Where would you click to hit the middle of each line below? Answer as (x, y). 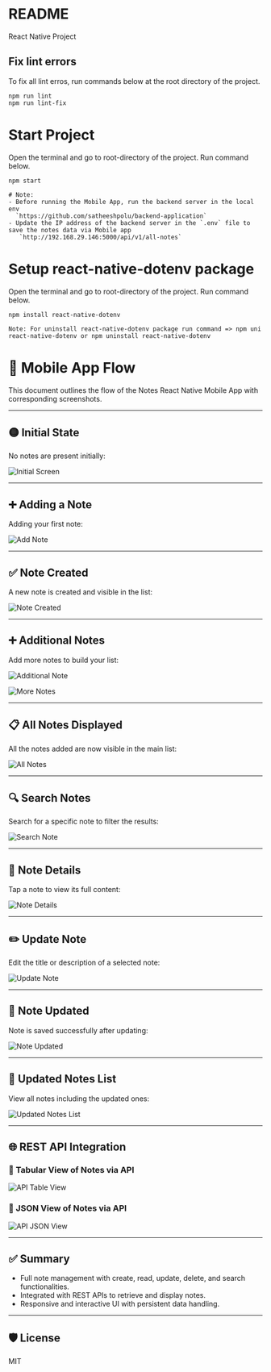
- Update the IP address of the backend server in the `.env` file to (129, 223)
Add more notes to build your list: (64, 660)
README (39, 14)
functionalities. (45, 1287)
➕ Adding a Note (50, 505)
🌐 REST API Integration (67, 1147)
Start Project (52, 135)
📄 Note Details (45, 870)
